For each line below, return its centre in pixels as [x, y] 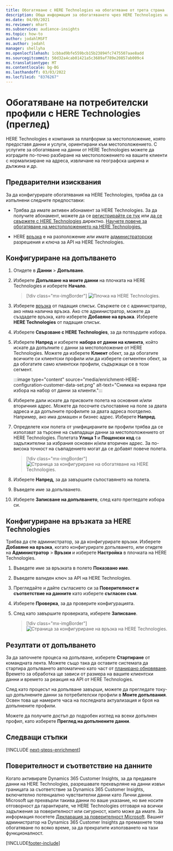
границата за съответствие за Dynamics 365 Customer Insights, [75, 789]
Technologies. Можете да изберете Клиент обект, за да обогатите [86, 353]
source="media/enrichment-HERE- [102, 379]
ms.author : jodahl [25, 44]
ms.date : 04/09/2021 [28, 20]
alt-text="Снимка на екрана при [131, 385]
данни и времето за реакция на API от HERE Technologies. [70, 680]
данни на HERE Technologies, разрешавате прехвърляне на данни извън [85, 784]
